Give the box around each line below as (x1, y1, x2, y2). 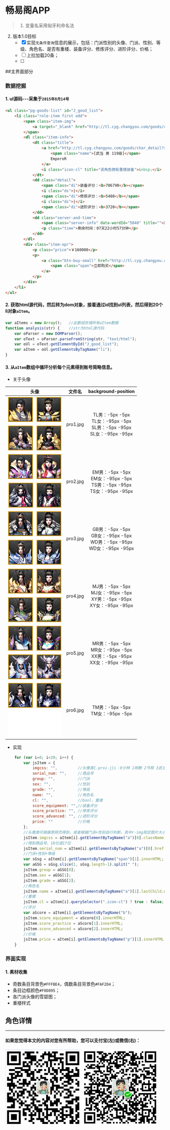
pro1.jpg (66, 421, 84, 427)
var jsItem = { (23, 760, 56, 766)
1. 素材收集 (5, 969, 28, 975)
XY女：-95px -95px (90, 603, 134, 609)
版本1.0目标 (12, 33, 37, 39)
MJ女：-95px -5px (91, 590, 133, 596)
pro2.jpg (66, 478, 84, 485)
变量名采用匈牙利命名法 (25, 22, 74, 28)
